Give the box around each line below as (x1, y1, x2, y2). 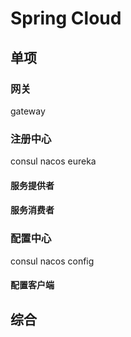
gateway (10, 105, 46, 117)
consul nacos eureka (10, 155, 97, 167)
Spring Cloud (10, 7, 122, 30)
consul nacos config (10, 255, 95, 267)
